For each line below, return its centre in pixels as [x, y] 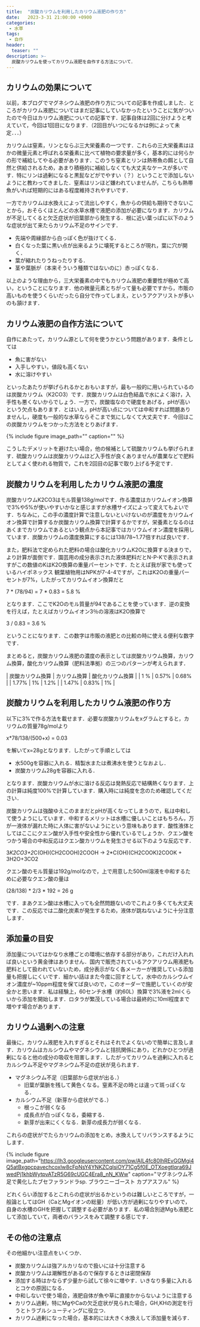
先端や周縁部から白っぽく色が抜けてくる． [67, 238]
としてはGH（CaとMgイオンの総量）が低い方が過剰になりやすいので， [103, 1202]
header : [16, 45]
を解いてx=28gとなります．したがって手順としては [69, 750]
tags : [13, 34]
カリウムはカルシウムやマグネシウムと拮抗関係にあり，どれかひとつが [102, 1050]
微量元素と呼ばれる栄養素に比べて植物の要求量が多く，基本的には [98, 153]
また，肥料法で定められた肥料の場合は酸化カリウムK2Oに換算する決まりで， [100, 550]
